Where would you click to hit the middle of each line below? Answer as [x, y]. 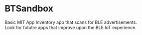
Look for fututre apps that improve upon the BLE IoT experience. [71, 27]
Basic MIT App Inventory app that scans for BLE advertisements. [71, 22]
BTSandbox [29, 9]
